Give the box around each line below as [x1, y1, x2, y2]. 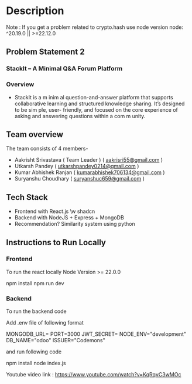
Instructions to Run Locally [6, 237, 107, 248]
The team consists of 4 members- [6, 145, 88, 152]
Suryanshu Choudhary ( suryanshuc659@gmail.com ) [14, 175, 145, 182]
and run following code [6, 348, 62, 355]
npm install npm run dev [6, 279, 64, 286]
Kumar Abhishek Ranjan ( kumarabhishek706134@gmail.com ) [14, 169, 165, 176]
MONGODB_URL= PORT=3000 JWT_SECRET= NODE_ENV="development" [6, 330, 186, 338]
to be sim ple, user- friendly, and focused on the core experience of [14, 106, 179, 113]
